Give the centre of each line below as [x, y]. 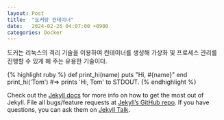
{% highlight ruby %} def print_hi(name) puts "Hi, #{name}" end [97, 75]
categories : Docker [35, 32]
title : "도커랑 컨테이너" [40, 20]
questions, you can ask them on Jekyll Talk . [69, 110]
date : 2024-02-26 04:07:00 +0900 [58, 26]
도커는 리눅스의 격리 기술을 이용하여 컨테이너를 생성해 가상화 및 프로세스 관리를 [112, 52]
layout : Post [26, 13]
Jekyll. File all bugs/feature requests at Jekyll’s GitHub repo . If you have [108, 102]
